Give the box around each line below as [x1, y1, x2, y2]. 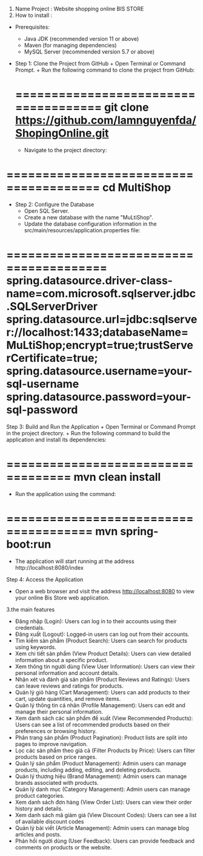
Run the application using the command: [15, 490, 116, 497]
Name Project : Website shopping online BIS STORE [15, 5, 144, 12]
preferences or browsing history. [15, 727, 97, 734]
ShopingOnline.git [15, 126, 109, 140]
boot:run [6, 537, 52, 551]
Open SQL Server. [24, 207, 70, 215]
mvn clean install [73, 471, 161, 484]
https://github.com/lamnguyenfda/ [15, 114, 197, 127]
